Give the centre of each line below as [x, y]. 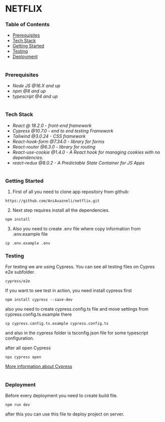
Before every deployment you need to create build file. [61, 396]
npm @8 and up [29, 91]
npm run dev [18, 405]
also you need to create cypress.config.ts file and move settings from [77, 309]
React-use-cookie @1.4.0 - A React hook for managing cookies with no [86, 152]
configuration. [20, 338]
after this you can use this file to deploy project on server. [65, 414]
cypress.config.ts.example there [38, 315]
